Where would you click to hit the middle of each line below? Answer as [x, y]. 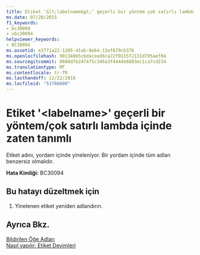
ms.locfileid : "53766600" [38, 84]
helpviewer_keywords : [33, 39]
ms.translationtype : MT [36, 67]
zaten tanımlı [39, 139]
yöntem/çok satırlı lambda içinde [89, 126]
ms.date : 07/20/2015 [32, 17]
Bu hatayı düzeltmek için [53, 192]
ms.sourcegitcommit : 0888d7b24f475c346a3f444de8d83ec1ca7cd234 [86, 61]
